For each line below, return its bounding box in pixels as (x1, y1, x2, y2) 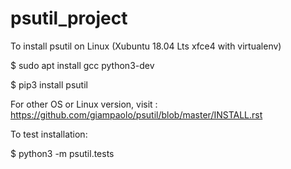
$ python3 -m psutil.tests (10, 147, 115, 159)
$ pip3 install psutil (10, 78, 88, 91)
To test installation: (10, 128, 88, 140)
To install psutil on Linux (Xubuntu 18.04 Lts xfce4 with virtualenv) (10, 40, 282, 52)
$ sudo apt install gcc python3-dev (10, 59, 155, 71)
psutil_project (10, 7, 128, 30)
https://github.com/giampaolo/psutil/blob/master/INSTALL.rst (10, 108, 263, 121)
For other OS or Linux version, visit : (10, 98, 158, 110)
